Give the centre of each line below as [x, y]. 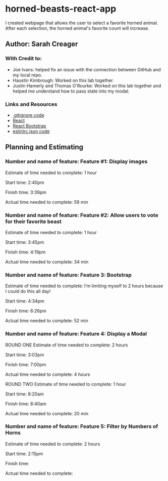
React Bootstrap [29, 126]
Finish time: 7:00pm [26, 364]
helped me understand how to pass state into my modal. [71, 91]
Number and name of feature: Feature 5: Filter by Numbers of [82, 426]
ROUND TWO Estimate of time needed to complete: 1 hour [66, 384]
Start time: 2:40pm [25, 182]
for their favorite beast [34, 222]
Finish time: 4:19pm [25, 252]
